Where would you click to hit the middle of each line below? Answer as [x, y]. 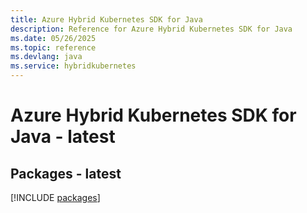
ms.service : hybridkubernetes [73, 66]
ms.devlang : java [46, 57]
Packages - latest [66, 173]
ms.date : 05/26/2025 [53, 38]
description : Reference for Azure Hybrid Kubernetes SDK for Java [151, 29]
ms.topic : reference [53, 47]
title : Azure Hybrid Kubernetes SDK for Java [106, 19]
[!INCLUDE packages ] [55, 197]
